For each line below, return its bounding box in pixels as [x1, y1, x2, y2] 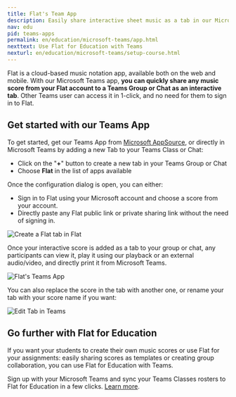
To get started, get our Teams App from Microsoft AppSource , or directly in [7, 138, 225, 146]
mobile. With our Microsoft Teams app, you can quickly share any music [7, 76, 219, 84]
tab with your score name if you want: [7, 293, 117, 301]
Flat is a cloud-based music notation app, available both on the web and [7, 68, 216, 77]
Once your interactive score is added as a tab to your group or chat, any [7, 244, 216, 252]
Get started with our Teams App [7, 119, 150, 131]
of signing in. [17, 216, 55, 225]
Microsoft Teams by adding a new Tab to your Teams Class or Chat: [7, 145, 204, 153]
